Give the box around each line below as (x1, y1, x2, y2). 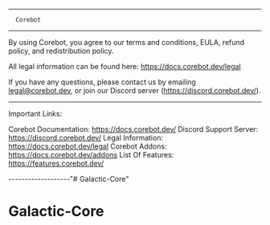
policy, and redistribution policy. (8, 46, 114, 55)
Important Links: (8, 109, 63, 118)
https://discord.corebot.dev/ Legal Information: (8, 133, 163, 142)
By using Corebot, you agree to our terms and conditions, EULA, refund (8, 38, 245, 47)
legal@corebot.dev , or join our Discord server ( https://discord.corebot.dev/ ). (8, 86, 261, 95)
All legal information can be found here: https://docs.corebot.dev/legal (8, 62, 241, 71)
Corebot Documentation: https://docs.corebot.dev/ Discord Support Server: (8, 125, 259, 133)
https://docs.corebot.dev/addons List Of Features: (8, 150, 174, 159)
